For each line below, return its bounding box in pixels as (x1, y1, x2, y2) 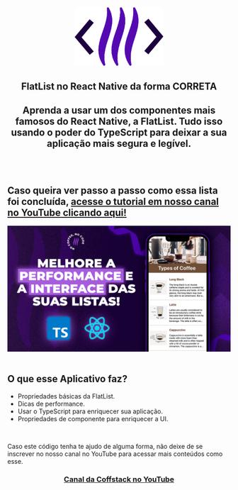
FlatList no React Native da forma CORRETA (21, 80, 217, 92)
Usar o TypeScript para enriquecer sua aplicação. (17, 407, 163, 416)
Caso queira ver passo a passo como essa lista (7, 184, 218, 196)
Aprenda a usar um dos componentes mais (22, 104, 216, 116)
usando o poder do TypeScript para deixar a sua (11, 127, 227, 138)
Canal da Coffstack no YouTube (63, 474, 175, 484)
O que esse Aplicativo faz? (7, 373, 127, 385)
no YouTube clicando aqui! (7, 206, 127, 218)
